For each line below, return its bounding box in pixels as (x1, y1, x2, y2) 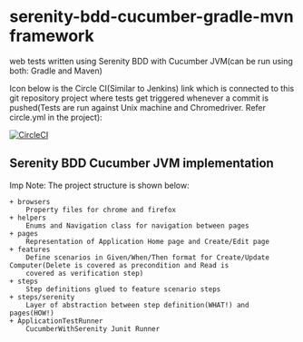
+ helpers (9, 213, 47, 222)
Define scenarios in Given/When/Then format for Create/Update (25, 252, 270, 262)
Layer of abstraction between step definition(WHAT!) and (25, 300, 249, 309)
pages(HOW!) (9, 308, 54, 318)
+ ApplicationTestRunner (9, 316, 103, 326)
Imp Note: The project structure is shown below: (9, 180, 191, 191)
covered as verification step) (25, 269, 144, 278)
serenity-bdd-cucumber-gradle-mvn (9, 6, 294, 27)
